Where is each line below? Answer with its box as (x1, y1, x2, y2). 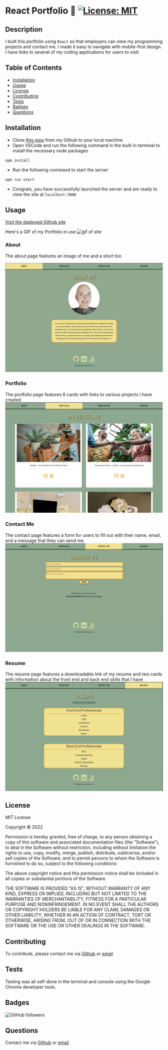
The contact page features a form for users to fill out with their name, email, (5, 532, 161, 538)
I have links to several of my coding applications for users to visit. (5, 49, 140, 55)
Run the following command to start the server (12, 166, 108, 173)
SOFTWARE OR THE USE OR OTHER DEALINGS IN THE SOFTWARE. (5, 923, 145, 929)
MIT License (5, 814, 31, 820)
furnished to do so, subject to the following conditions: (5, 861, 117, 867)
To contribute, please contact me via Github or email (5, 950, 113, 957)
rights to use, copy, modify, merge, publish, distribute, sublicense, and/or (5, 850, 156, 856)
